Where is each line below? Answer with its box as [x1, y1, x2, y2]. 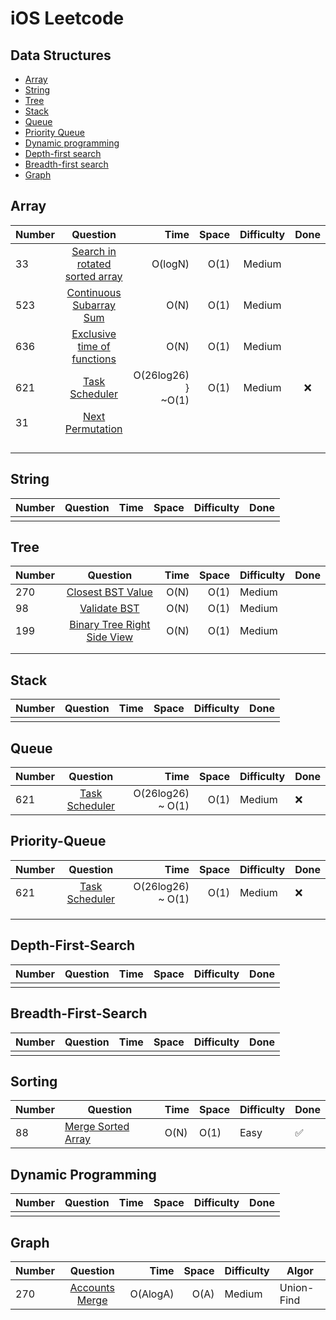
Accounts [69, 1280, 115, 1294]
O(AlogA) [129, 1287, 175, 1301]
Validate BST [79, 602, 140, 616]
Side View [86, 630, 134, 644]
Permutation [64, 422, 123, 436]
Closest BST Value [66, 585, 153, 599]
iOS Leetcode [10, 7, 125, 30]
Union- [279, 1280, 315, 1294]
